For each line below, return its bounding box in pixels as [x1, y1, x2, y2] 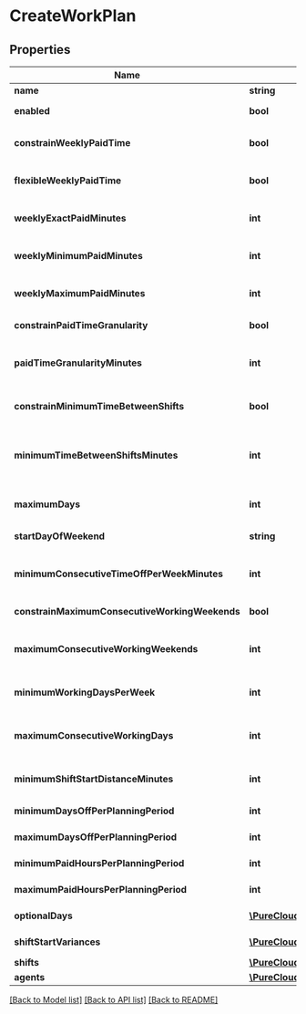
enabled [14, 105, 50, 117]
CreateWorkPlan [9, 5, 137, 26]
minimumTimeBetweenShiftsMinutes [14, 449, 178, 461]
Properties [9, 42, 71, 57]
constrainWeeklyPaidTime [14, 137, 131, 149]
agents [14, 971, 46, 983]
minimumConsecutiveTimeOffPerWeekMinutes [14, 567, 223, 580]
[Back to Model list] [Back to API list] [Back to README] [9, 995, 219, 1005]
